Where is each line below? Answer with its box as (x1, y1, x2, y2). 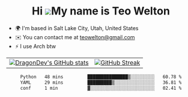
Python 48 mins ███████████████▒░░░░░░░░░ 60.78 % (20, 74, 182, 80)
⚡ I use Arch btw (14, 42, 56, 49)
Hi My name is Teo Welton (32, 4, 170, 18)
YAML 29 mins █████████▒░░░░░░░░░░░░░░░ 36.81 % (20, 80, 182, 86)
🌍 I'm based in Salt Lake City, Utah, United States (14, 24, 139, 31)
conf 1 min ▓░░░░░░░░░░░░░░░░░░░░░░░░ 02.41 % (20, 85, 182, 91)
